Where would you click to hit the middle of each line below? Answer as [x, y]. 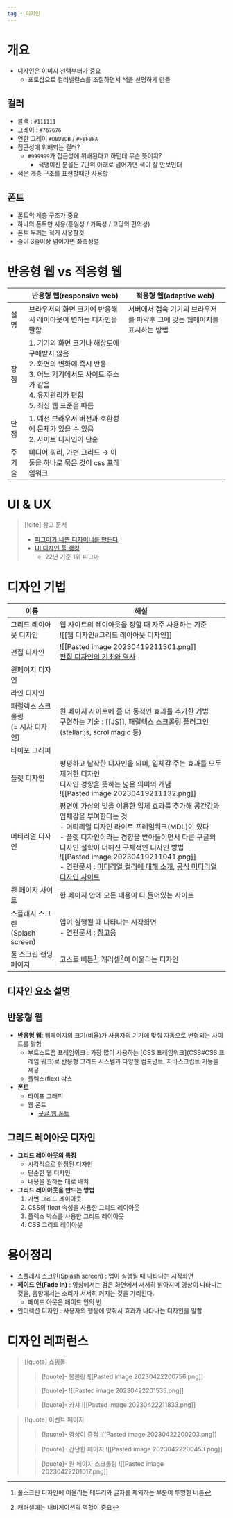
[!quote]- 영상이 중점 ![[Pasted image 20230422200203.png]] [129, 1434]
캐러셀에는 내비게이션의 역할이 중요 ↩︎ [68, 1507]
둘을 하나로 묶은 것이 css [67, 463]
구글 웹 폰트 [54, 1113]
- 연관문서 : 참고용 [88, 933]
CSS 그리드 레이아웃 [55, 1225]
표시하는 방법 [148, 330]
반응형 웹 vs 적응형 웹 [65, 272]
